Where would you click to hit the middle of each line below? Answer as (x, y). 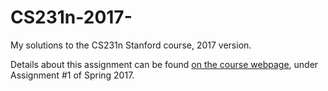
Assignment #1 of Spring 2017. (72, 75)
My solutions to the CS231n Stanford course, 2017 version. (131, 45)
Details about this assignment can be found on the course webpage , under (164, 64)
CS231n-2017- (71, 17)
